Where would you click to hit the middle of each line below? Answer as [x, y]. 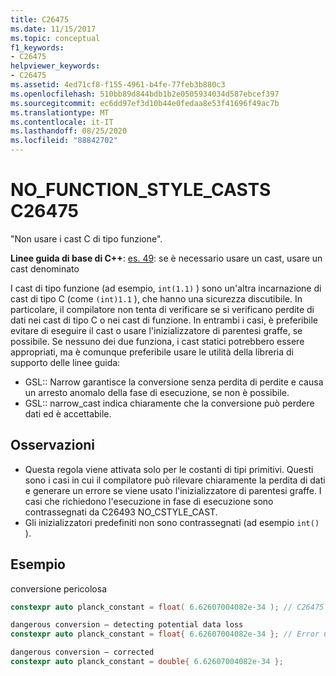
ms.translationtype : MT [60, 112]
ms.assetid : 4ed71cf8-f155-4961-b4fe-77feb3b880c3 [118, 85]
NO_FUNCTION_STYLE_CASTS [141, 190]
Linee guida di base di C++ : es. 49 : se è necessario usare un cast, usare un [166, 258]
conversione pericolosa [58, 588]
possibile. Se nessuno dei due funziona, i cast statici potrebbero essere [157, 341]
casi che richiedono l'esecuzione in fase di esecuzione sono [149, 501]
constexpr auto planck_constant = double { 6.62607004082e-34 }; [147, 662]
